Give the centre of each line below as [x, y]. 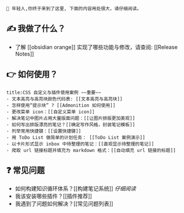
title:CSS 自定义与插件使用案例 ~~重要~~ [54, 93]
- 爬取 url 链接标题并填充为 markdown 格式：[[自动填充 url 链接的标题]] [91, 150]
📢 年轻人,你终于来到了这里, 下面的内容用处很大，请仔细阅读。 [74, 8]
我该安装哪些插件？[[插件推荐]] [54, 196]
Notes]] [25, 54]
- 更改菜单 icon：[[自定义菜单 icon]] [51, 112]
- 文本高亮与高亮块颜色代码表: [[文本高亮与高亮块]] [64, 99]
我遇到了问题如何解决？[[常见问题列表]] [64, 204]
